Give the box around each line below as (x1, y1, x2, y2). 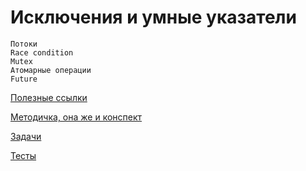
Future (10, 74, 38, 84)
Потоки (10, 39, 38, 49)
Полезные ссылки (10, 91, 88, 103)
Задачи (10, 130, 42, 142)
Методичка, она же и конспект (10, 111, 143, 123)
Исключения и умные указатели (10, 6, 297, 29)
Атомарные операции (10, 65, 92, 75)
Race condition (10, 47, 74, 58)
